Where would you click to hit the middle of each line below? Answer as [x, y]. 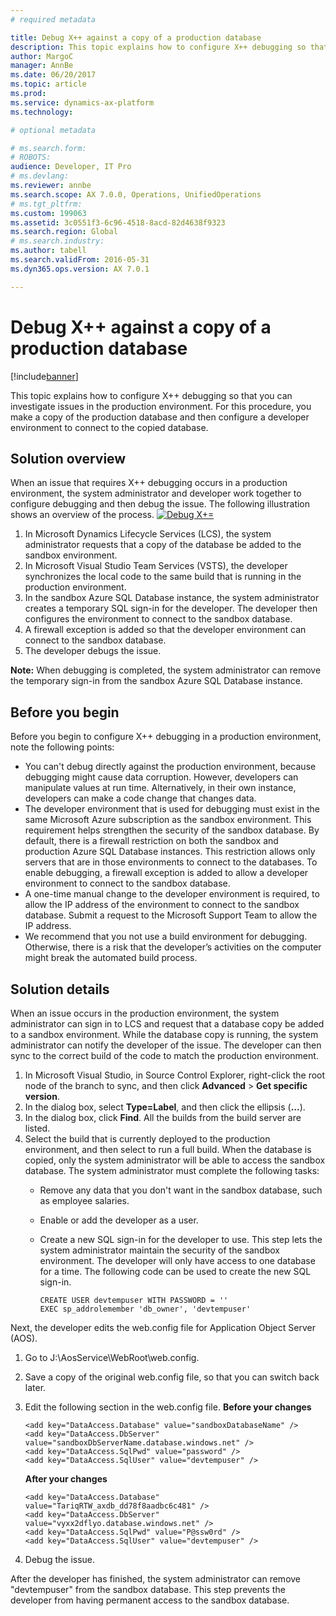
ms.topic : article [48, 84]
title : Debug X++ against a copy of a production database [136, 37]
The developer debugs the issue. [93, 651]
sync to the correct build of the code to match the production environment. [164, 1055]
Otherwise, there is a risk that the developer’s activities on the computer [173, 947]
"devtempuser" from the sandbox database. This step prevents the [148, 1589]
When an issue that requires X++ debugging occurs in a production [149, 483]
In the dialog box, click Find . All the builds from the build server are [163, 1117]
